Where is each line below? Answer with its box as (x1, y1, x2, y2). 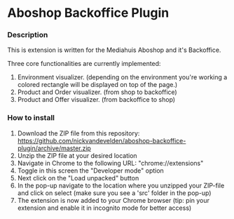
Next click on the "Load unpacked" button (17, 173, 139, 182)
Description (7, 30, 48, 40)
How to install (7, 113, 55, 123)
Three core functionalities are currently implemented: (7, 60, 161, 68)
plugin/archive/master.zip (17, 144, 91, 152)
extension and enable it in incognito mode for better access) (17, 204, 192, 212)
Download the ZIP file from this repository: (17, 128, 140, 138)
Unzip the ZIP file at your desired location (17, 151, 138, 159)
